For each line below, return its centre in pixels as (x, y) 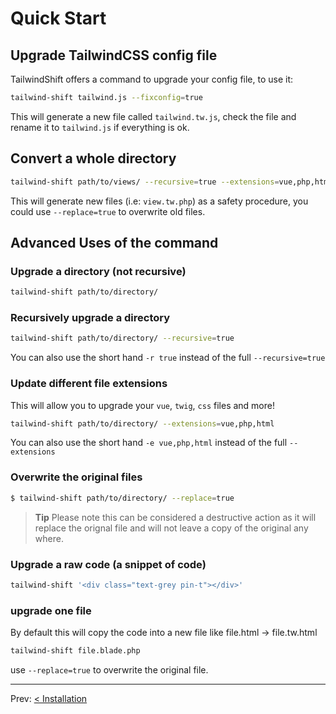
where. (49, 538)
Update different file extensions (89, 384)
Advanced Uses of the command (114, 242)
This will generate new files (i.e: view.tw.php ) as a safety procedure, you (159, 201)
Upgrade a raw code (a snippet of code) (108, 564)
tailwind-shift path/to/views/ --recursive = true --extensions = (145, 182)
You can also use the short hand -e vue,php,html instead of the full (149, 443)
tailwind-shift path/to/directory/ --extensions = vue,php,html (142, 423)
